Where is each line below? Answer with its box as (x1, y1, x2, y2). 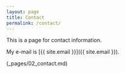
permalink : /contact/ (6, 20, 61, 26)
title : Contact (6, 14, 45, 21)
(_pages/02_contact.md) (6, 60, 68, 67)
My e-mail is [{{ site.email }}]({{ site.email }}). (6, 48, 120, 56)
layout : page (6, 8, 39, 15)
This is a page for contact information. (6, 37, 102, 44)
